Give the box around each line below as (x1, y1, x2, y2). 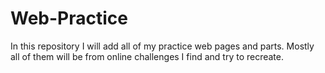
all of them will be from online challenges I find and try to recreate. (10, 50, 284, 62)
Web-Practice (10, 7, 128, 30)
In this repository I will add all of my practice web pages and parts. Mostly (10, 40, 315, 52)
